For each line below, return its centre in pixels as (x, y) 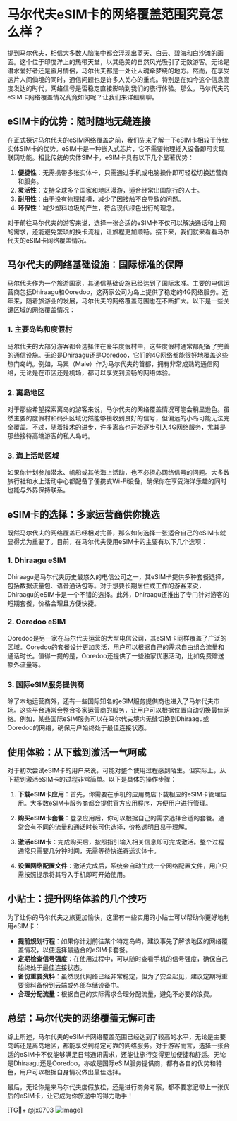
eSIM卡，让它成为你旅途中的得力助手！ (77, 1096)
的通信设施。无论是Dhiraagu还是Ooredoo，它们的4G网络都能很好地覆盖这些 (118, 355)
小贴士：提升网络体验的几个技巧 (77, 899)
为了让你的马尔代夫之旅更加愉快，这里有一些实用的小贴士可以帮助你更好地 (115, 917)
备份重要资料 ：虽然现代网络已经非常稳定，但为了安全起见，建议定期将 (120, 976)
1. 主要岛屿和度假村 (40, 329)
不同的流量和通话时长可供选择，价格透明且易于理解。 (114, 827)
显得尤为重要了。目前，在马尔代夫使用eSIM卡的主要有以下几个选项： (108, 542)
